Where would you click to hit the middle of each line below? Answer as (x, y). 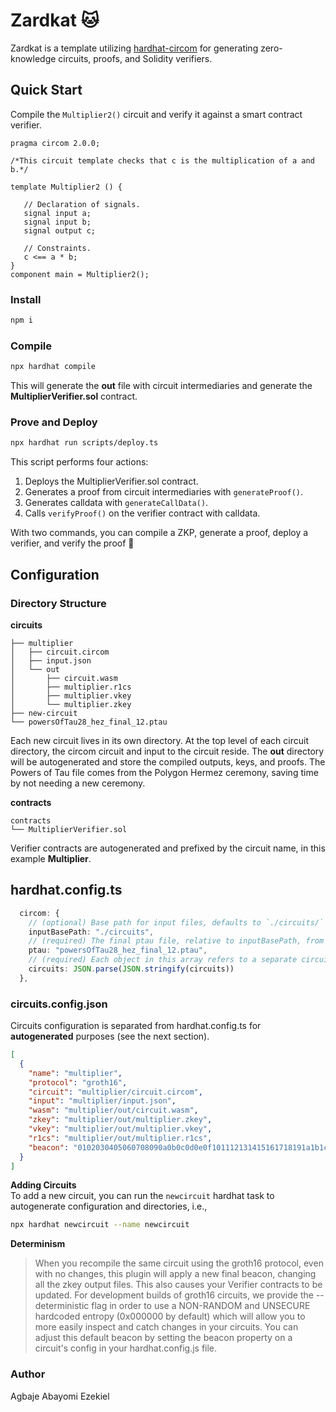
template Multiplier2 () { (66, 187)
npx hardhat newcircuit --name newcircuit (100, 1225)
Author (28, 1374)
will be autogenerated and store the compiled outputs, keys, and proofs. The (168, 761)
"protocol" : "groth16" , (78, 1082)
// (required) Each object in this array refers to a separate (163, 960)
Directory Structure (58, 603)
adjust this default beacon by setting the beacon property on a (163, 1338)
